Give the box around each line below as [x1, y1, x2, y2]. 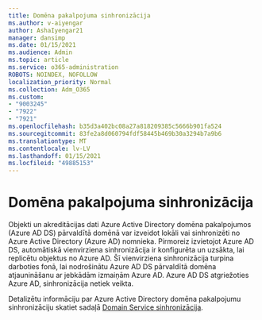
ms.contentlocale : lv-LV [8, 145, 91, 152]
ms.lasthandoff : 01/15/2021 [8, 152, 102, 160]
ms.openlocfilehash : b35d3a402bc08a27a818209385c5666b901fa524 [8, 122, 222, 130]
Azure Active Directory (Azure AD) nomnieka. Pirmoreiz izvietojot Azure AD [8, 237, 254, 246]
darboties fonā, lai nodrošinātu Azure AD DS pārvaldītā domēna [8, 262, 217, 272]
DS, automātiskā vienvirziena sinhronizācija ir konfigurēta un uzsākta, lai [8, 245, 245, 255]
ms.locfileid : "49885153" [8, 160, 94, 168]
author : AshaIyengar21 [8, 26, 83, 34]
